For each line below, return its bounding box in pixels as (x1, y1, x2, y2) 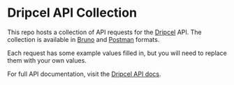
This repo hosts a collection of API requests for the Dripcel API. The (7, 28, 202, 36)
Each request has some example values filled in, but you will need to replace (7, 49, 227, 57)
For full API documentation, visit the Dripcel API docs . (7, 70, 162, 78)
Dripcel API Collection (7, 5, 138, 21)
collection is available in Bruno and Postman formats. (7, 35, 160, 43)
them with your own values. (7, 56, 87, 64)
